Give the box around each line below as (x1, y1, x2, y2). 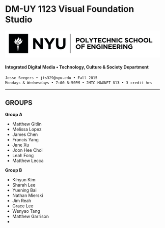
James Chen (12, 131, 38, 137)
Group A (5, 112, 23, 118)
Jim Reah (12, 198, 31, 204)
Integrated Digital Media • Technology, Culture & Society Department (5, 64, 149, 70)
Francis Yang (12, 137, 39, 143)
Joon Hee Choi (12, 147, 43, 153)
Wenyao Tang (12, 208, 40, 214)
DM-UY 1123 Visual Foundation (5, 3, 134, 15)
